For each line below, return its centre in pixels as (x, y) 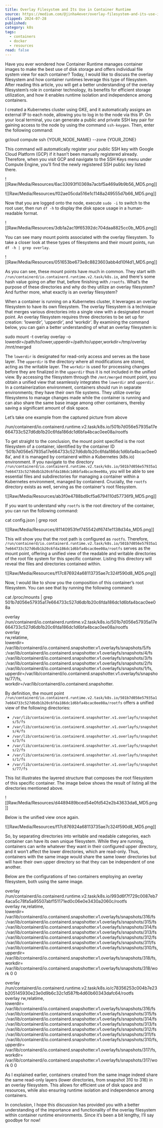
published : (16, 23)
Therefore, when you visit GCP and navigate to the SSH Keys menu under (78, 159)
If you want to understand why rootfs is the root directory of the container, (80, 506)
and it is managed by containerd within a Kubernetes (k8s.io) (74, 457)
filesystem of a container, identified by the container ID (60, 446)
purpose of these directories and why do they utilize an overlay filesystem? (80, 287)
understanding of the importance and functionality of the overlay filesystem (81, 1110)
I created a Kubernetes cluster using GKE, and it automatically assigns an (78, 109)
